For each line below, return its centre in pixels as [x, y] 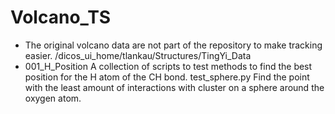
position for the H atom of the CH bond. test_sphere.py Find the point [167, 77]
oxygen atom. [53, 98]
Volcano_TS [61, 17]
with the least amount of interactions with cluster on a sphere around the [174, 87]
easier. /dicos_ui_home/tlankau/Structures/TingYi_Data [138, 55]
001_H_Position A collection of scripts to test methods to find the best [168, 66]
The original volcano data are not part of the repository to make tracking [173, 45]
